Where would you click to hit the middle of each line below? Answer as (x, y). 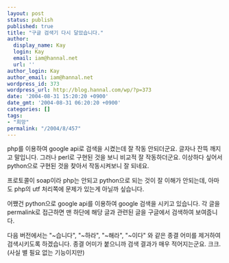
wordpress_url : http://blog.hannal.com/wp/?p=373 (80, 90)
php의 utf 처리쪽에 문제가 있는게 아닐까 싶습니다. (79, 189)
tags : (15, 115)
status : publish (30, 20)
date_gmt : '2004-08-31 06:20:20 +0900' (64, 103)
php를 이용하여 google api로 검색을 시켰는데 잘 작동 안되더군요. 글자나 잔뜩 (108, 149)
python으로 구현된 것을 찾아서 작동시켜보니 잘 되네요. (78, 166)
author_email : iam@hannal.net (50, 77)
